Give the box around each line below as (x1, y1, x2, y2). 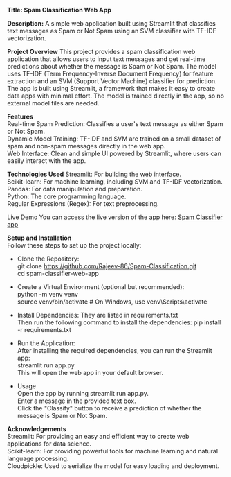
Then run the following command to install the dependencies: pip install (17, 318, 221, 327)
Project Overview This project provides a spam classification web (7, 48, 196, 55)
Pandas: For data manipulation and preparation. (7, 185, 143, 193)
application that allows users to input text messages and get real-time (7, 55, 206, 63)
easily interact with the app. (7, 157, 86, 165)
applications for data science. (7, 440, 92, 448)
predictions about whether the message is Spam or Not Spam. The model (7, 62, 216, 70)
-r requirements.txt (17, 326, 71, 333)
